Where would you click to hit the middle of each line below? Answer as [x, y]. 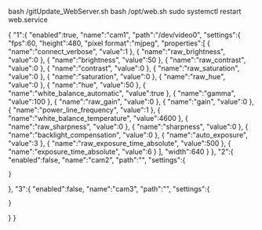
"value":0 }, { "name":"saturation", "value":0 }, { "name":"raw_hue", [117, 77]
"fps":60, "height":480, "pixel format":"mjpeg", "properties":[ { [109, 43]
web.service [28, 20]
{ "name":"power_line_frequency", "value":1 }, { [84, 110]
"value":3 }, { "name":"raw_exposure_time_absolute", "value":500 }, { [120, 143]
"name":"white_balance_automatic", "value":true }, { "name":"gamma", [122, 93]
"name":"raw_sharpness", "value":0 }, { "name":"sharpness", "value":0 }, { [128, 126]
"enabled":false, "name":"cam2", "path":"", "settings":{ [97, 160]
